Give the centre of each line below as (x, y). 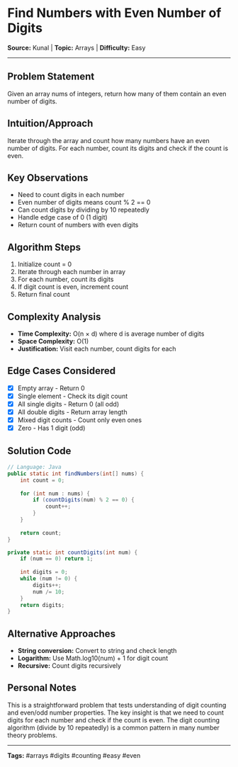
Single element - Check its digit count (73, 396)
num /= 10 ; (49, 592)
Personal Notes (42, 688)
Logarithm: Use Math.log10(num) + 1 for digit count (93, 658)
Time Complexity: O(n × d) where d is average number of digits (111, 334)
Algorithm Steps (44, 247)
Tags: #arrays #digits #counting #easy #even (74, 755)
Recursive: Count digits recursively (69, 666)
